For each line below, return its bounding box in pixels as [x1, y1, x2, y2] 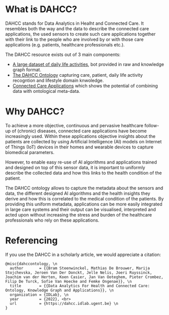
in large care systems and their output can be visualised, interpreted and [5, 206, 156, 213]
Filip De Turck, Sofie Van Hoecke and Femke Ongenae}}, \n [5, 279, 132, 284]
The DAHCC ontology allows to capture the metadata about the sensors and [5, 185, 163, 191]
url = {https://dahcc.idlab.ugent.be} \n [10, 301, 119, 306]
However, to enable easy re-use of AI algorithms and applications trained [5, 159, 157, 165]
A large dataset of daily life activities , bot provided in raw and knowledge [12, 61, 164, 67]
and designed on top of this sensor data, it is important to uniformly [5, 164, 145, 170]
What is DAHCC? [5, 4, 77, 15]
